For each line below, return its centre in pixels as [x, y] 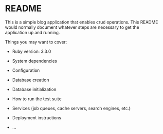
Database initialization [34, 89]
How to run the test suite [37, 99]
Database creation [31, 80]
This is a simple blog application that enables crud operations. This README [81, 22]
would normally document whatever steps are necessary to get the [72, 27]
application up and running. [33, 32]
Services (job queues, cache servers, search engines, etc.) [71, 108]
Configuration [26, 70]
